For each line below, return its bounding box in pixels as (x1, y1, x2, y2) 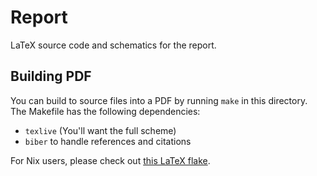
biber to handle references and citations (24, 135, 192, 147)
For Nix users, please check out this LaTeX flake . (10, 154, 211, 166)
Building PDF (10, 68, 92, 85)
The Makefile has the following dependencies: (10, 105, 201, 117)
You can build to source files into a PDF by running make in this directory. (10, 94, 308, 106)
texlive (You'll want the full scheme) (24, 124, 177, 136)
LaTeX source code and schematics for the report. (10, 39, 217, 51)
